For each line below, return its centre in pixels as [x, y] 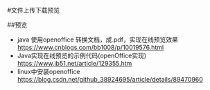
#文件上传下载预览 [34, 10]
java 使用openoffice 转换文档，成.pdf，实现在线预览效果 [97, 39]
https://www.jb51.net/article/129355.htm [75, 63]
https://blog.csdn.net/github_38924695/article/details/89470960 [110, 79]
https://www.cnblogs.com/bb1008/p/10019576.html [90, 47]
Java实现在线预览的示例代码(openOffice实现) [82, 55]
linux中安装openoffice [49, 72]
